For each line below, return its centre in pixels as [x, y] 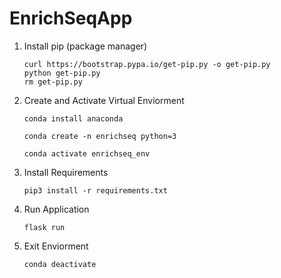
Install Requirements [66, 172]
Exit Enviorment [56, 246]
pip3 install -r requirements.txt [95, 190]
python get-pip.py [62, 73]
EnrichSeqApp [71, 18]
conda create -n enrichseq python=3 [100, 136]
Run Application [56, 209]
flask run [44, 227]
